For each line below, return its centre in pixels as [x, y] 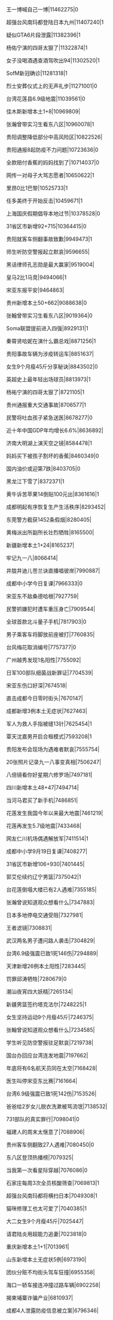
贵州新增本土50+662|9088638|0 [47, 303]
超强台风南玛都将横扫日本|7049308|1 [52, 1196]
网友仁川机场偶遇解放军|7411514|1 [47, 839]
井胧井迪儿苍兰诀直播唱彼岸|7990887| [53, 571]
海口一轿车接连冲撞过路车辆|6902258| [53, 1285]
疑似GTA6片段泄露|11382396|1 [43, 35]
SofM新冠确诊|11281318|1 [37, 73]
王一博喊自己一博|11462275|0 [42, 9]
